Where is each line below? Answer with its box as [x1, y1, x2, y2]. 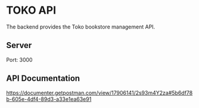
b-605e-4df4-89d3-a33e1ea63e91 [6, 96, 92, 103]
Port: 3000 [6, 56, 33, 63]
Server [6, 40, 32, 50]
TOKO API [6, 4, 57, 17]
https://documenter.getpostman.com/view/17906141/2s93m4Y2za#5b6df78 [6, 89, 193, 96]
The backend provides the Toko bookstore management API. [6, 23, 156, 30]
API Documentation [6, 74, 80, 84]
